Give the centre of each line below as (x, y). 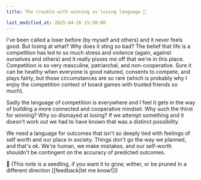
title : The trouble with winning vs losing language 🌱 (76, 12)
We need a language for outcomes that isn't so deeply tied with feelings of (98, 133)
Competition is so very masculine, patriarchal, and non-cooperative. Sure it (99, 65)
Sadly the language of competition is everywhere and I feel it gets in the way (101, 102)
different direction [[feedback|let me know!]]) (62, 170)
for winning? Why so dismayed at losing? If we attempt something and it (95, 115)
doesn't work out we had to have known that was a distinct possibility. (93, 121)
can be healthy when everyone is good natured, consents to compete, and (98, 71)
